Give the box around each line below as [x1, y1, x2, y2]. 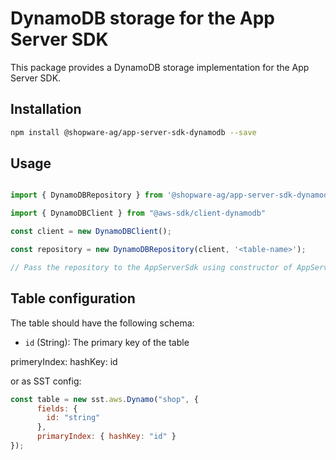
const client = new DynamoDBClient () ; [10, 227, 172, 237]
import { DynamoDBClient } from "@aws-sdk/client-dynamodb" [10, 208, 267, 219]
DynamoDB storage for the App [10, 7, 275, 30]
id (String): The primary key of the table [24, 336, 190, 348]
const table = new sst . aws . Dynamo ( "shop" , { [10, 394, 199, 404]
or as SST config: [10, 375, 82, 387]
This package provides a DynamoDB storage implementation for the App [10, 61, 310, 73]
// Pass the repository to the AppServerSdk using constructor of [10, 262, 293, 272]
